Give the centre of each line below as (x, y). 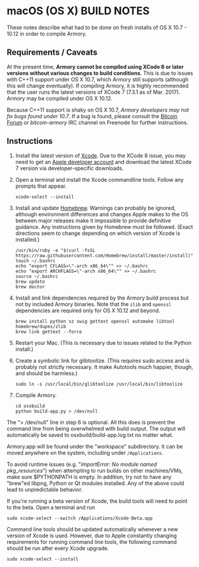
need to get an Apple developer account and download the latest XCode (103, 162)
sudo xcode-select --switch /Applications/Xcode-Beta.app (80, 518)
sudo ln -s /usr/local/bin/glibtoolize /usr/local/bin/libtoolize (99, 384)
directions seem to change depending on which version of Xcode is (98, 233)
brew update (30, 281)
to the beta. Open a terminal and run (51, 507)
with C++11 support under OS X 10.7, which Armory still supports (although (98, 79)
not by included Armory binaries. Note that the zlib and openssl (93, 304)
